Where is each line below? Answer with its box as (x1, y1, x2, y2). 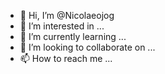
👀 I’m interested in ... (19, 20, 105, 32)
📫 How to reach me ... (19, 53, 113, 64)
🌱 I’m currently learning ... (19, 31, 127, 42)
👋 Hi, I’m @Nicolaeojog (19, 10, 115, 21)
